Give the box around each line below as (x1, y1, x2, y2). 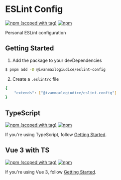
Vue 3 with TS (5, 146, 50, 155)
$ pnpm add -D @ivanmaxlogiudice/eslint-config (5, 67, 106, 72)
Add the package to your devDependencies (12, 57, 102, 63)
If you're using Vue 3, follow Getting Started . (5, 169, 97, 175)
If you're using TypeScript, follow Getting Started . (5, 132, 107, 138)
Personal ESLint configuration (5, 29, 66, 35)
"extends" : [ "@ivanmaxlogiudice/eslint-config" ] (14, 90, 117, 95)
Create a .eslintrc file (12, 76, 59, 82)
